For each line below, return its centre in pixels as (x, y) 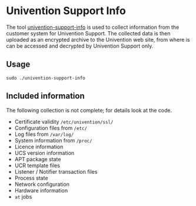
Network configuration (42, 184)
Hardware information (41, 190)
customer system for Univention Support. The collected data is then (88, 33)
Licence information (39, 147)
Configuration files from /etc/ (51, 128)
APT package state (38, 159)
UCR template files (37, 165)
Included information (45, 96)
